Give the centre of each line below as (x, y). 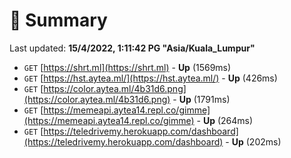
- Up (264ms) (225, 120)
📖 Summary (58, 20)
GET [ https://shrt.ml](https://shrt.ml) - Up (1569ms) (127, 67)
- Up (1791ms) (201, 99)
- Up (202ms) (253, 141)
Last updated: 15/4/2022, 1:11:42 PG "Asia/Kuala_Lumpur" (132, 48)
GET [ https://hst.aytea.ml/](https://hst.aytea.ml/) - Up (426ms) (150, 78)
